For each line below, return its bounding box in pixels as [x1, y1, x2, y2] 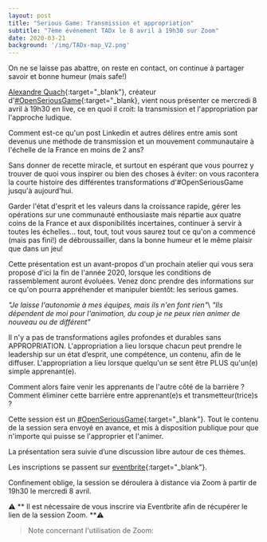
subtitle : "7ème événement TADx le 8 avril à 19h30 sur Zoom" [8, 26, 219, 34]
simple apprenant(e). [8, 366, 77, 376]
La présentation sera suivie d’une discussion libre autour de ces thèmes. [8, 447, 246, 457]
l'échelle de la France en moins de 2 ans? [8, 145, 144, 155]
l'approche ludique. [8, 113, 73, 122]
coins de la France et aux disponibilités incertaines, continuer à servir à [8, 219, 242, 228]
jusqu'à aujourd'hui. [8, 186, 73, 196]
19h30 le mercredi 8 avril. [8, 486, 92, 496]
